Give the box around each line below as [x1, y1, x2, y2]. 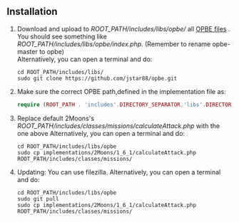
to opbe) [39, 47, 65, 55]
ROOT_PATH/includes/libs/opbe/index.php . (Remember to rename [16, 39, 211, 48]
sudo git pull [16, 195, 59, 202]
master [16, 47, 39, 55]
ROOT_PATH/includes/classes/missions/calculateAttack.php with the [16, 121, 220, 130]
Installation [6, 6, 58, 18]
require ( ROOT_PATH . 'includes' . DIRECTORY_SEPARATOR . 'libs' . [16, 101, 206, 108]
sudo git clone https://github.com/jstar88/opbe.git [16, 75, 178, 82]
